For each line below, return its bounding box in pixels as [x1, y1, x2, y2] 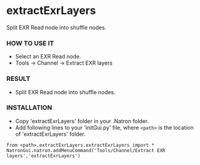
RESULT [6, 74, 31, 83]
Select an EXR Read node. [15, 53, 81, 60]
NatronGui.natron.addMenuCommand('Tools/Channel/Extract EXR [6, 147, 166, 153]
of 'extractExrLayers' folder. [15, 130, 86, 138]
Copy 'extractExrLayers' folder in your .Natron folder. [15, 117, 149, 125]
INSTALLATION [6, 104, 53, 112]
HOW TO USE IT [6, 39, 54, 47]
